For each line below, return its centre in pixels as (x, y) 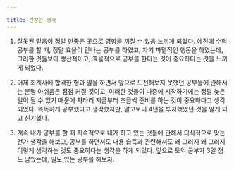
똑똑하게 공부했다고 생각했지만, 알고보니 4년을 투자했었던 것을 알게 (129, 109)
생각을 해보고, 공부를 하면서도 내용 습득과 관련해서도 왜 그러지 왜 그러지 (128, 141)
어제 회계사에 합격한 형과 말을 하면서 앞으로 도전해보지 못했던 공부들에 (113, 83)
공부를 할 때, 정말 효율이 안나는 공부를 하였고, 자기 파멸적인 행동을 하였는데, (120, 49)
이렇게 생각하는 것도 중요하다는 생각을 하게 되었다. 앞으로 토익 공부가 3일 (116, 150)
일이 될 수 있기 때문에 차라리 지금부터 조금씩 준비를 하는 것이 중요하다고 (115, 100)
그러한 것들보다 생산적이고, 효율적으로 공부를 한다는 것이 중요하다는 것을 (116, 59)
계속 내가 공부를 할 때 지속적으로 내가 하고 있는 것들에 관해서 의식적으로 (115, 133)
